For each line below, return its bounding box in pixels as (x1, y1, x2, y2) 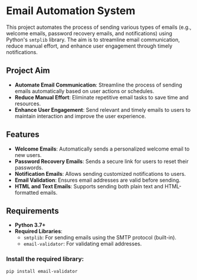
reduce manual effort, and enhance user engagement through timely (6, 42, 173, 49)
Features (6, 129, 40, 139)
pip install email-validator (6, 268, 78, 274)
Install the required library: (6, 255, 84, 263)
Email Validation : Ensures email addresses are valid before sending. (14, 176, 181, 184)
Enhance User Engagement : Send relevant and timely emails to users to (14, 106, 191, 113)
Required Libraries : (14, 228, 63, 235)
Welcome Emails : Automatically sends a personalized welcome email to (14, 145, 190, 152)
